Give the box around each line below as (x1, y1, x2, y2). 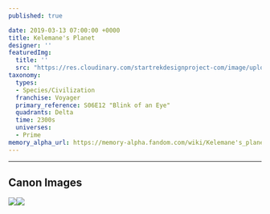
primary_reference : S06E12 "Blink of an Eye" (15, 101, 171, 109)
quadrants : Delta (15, 109, 74, 117)
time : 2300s (15, 116, 56, 125)
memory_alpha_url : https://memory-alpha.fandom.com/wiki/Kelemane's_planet (8, 138, 268, 146)
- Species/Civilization (15, 86, 95, 94)
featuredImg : (8, 49, 52, 57)
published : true (8, 11, 63, 20)
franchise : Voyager (15, 93, 81, 101)
